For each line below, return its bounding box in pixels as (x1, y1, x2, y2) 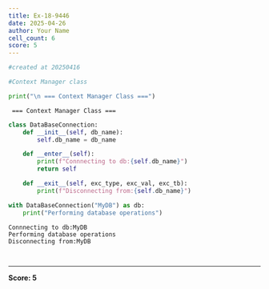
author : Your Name (8, 26, 70, 34)
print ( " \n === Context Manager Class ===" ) (8, 92, 156, 100)
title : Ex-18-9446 (8, 11, 70, 20)
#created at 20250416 (8, 63, 81, 72)
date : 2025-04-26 (8, 19, 66, 27)
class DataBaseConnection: (8, 121, 98, 129)
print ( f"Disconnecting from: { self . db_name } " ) (37, 187, 192, 195)
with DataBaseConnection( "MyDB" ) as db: (8, 201, 146, 209)
